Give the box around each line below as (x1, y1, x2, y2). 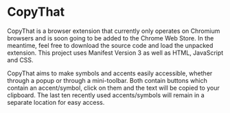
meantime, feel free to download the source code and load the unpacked (7, 41, 214, 49)
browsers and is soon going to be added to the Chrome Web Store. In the (7, 34, 214, 42)
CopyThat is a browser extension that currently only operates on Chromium (7, 27, 220, 35)
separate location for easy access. (7, 98, 105, 106)
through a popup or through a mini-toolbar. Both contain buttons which (7, 76, 207, 84)
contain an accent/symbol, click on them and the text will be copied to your (7, 84, 220, 92)
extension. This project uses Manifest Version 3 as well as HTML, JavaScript (7, 49, 224, 57)
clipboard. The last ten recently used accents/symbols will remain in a (7, 90, 205, 99)
